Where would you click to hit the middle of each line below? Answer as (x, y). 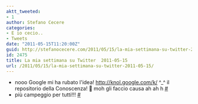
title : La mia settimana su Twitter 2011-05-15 (67, 60)
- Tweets (17, 39)
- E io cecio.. (25, 33)
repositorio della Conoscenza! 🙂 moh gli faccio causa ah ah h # (91, 89)
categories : (21, 28)
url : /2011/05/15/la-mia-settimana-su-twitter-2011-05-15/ (80, 66)
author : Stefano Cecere (35, 22)
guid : (13, 50)
